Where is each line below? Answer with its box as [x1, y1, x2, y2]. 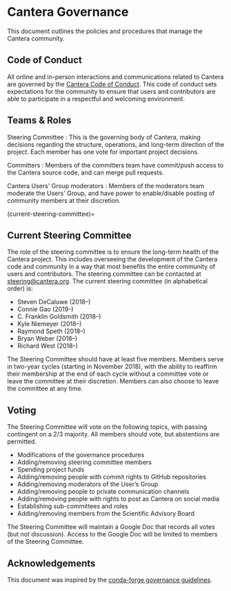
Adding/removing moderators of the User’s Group [17, 480, 159, 488]
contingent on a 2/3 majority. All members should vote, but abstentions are [7, 430, 220, 439]
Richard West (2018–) [17, 342, 78, 350]
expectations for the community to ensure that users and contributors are [7, 87, 216, 95]
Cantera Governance [7, 4, 129, 20]
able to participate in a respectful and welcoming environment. [7, 94, 185, 103]
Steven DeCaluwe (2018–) [17, 298, 91, 306]
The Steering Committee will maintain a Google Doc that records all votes [7, 523, 215, 531]
